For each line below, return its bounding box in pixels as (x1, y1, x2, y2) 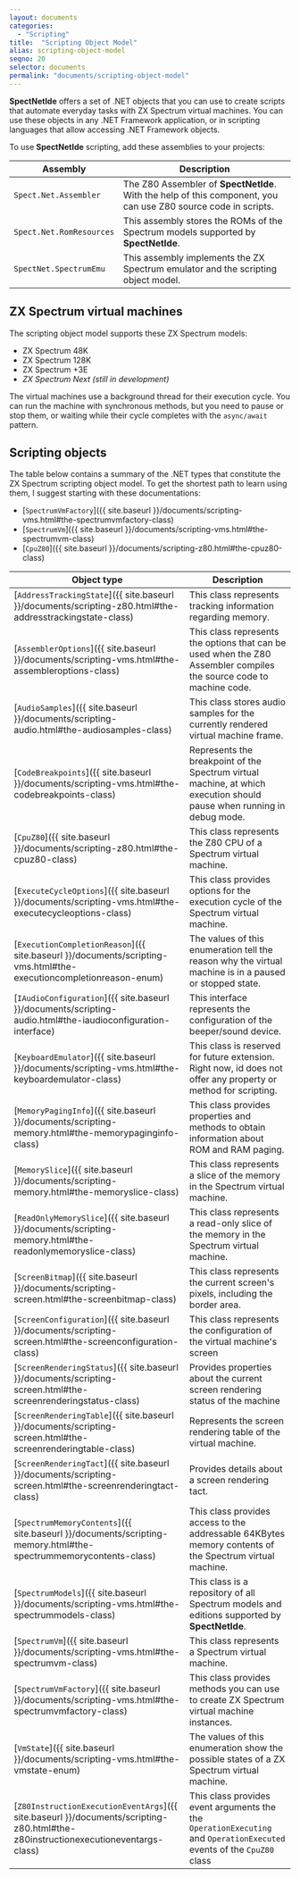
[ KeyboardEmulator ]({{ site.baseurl (13, 1051, 156, 1064)
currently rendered (188, 718, 269, 730)
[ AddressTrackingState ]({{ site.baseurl (13, 588, 174, 601)
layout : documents (9, 13, 78, 22)
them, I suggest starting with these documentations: (9, 488, 201, 498)
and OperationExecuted (188, 1832, 286, 1845)
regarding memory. (188, 611, 270, 623)
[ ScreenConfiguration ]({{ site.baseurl (13, 1314, 170, 1326)
